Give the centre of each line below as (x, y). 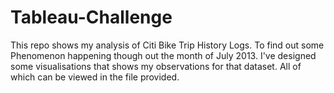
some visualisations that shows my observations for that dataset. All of (156, 66)
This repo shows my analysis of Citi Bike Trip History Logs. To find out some (167, 45)
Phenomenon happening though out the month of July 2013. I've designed (163, 55)
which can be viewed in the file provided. (95, 77)
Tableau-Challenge (91, 17)
